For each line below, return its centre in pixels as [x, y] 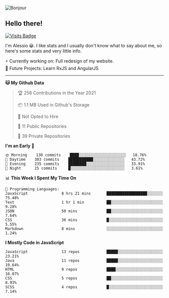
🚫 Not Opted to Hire [38, 116]
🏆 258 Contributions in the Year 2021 [57, 93]
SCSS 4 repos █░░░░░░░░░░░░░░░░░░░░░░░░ [84, 287]
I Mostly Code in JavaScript [35, 243]
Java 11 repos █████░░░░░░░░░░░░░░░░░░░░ [84, 260]
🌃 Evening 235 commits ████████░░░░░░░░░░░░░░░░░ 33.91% [75, 164]
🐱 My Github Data [25, 83]
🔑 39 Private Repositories [44, 136]
